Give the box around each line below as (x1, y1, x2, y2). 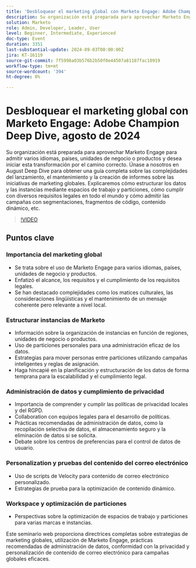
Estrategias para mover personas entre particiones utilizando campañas (14, 354, 188, 361)
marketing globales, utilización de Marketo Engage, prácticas (6, 536, 153, 543)
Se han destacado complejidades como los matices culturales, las (14, 288, 173, 296)
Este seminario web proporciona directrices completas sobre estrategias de (6, 530, 188, 537)
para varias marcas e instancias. (14, 519, 93, 526)
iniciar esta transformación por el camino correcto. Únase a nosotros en (6, 161, 179, 168)
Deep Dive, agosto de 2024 (6, 130, 141, 142)
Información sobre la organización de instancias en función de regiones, (14, 329, 188, 336)
